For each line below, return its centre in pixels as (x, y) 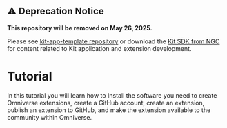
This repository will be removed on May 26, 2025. (80, 28)
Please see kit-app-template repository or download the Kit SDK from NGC (113, 41)
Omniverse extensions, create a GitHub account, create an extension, (106, 103)
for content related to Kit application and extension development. (99, 48)
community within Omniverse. (50, 117)
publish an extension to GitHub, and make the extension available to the (109, 110)
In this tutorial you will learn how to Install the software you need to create (112, 95)
